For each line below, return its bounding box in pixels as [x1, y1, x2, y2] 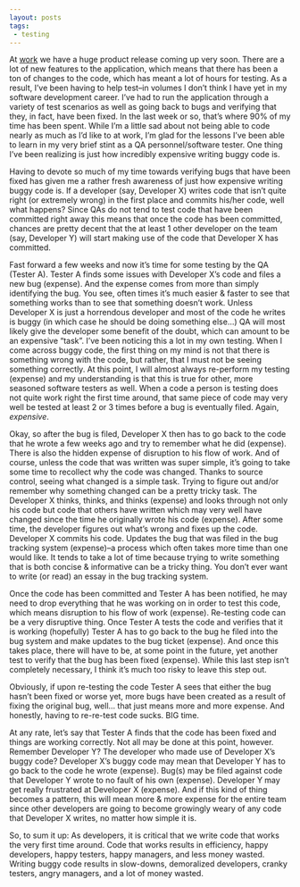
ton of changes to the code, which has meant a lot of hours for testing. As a [9, 73, 287, 84]
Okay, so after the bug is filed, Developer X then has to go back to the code [9, 429, 287, 439]
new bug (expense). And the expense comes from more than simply [9, 279, 259, 289]
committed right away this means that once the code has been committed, [9, 213, 283, 224]
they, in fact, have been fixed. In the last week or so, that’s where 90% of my [9, 111, 291, 121]
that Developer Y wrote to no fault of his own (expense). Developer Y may [9, 774, 281, 786]
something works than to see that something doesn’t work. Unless [9, 297, 253, 308]
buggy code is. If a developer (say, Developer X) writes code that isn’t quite [9, 185, 287, 197]
